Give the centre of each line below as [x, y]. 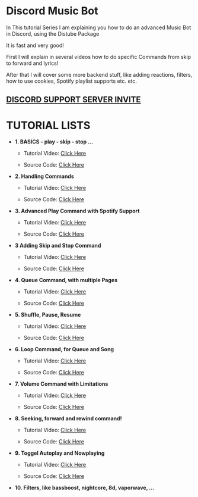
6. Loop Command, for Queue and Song [64, 349]
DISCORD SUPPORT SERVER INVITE [74, 100]
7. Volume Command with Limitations [61, 384]
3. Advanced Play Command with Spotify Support [77, 211]
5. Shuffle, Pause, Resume [48, 315]
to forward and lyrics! [32, 63]
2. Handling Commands [44, 176]
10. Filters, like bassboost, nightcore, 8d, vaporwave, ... [84, 488]
